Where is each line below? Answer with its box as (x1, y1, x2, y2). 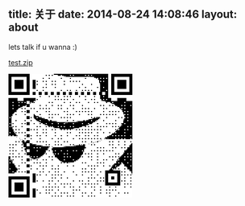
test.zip (8, 57, 34, 67)
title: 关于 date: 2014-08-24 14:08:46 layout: (8, 7, 238, 22)
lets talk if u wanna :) (8, 42, 78, 51)
